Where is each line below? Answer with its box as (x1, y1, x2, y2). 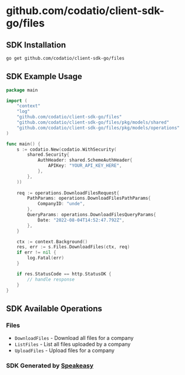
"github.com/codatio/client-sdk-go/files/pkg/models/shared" (16, 120, 169, 125)
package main (6, 87, 38, 93)
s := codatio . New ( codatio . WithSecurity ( (16, 146, 117, 152)
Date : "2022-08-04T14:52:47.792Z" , (37, 217, 125, 223)
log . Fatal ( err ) (27, 255, 65, 261)
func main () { (6, 141, 41, 147)
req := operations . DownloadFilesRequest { (16, 190, 119, 196)
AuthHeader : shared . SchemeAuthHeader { (37, 157, 133, 163)
